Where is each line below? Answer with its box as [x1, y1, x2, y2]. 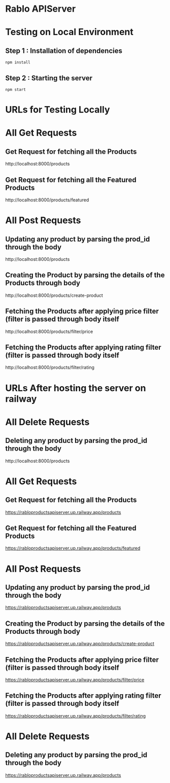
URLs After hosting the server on [5, 382, 146, 394]
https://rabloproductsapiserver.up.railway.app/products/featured [5, 545, 141, 551]
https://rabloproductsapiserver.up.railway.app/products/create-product [5, 640, 155, 647]
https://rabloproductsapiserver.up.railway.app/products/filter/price [5, 677, 145, 683]
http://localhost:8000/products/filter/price [5, 328, 93, 334]
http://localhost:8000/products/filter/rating [5, 364, 95, 370]
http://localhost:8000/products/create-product [5, 292, 103, 298]
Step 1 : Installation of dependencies [5, 46, 123, 55]
